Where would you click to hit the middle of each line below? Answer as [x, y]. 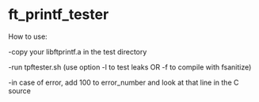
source [20, 91]
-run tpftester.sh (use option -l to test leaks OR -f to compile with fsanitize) [130, 67]
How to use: [28, 36]
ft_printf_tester [59, 15]
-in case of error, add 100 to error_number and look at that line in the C [124, 82]
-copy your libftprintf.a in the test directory [78, 51]
